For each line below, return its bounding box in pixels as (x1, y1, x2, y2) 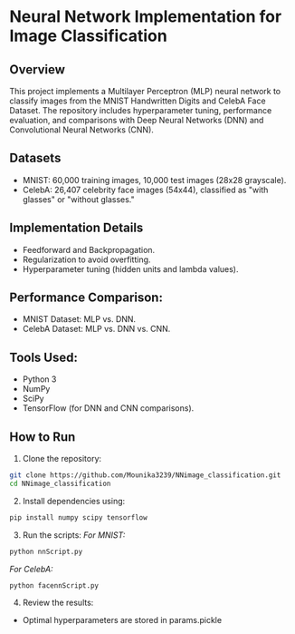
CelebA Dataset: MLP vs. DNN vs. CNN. (22, 324, 171, 335)
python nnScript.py (9, 547, 83, 556)
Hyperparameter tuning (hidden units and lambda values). (22, 263, 239, 274)
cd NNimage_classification (9, 479, 111, 488)
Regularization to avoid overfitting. (22, 254, 151, 265)
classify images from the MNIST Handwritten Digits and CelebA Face (9, 95, 266, 106)
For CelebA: (9, 563, 53, 574)
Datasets (9, 151, 62, 166)
